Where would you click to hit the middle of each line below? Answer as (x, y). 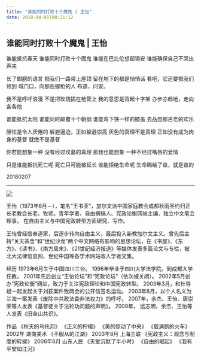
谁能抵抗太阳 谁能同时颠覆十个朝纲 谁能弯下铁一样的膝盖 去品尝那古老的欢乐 (100, 119)
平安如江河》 (22, 349)
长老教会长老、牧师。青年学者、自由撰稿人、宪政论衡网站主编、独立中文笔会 (100, 214)
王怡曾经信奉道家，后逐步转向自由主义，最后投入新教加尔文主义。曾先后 (95, 233)
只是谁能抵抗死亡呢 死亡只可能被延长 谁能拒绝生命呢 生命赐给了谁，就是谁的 (100, 165)
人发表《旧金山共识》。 (34, 314)
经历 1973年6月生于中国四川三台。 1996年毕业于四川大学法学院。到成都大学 (100, 269)
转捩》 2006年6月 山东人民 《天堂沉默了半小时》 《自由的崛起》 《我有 (104, 341)
